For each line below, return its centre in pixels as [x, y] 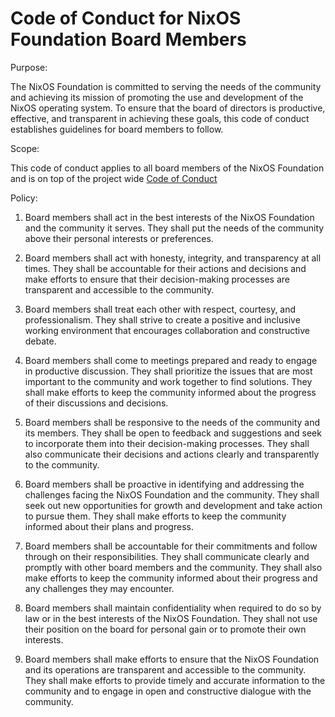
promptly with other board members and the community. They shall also [173, 567]
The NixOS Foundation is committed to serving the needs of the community [166, 86]
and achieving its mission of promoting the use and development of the [157, 97]
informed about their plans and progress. [109, 526]
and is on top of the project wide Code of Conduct [114, 178]
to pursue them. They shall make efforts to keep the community [155, 516]
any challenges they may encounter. [99, 588]
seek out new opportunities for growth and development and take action [173, 505]
